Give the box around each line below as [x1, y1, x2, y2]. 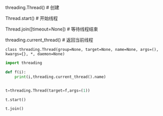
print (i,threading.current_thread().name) [14, 74, 106, 79]
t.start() [5, 97, 27, 102]
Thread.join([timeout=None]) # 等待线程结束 [5, 26, 98, 32]
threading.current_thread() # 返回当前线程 [5, 37, 94, 43]
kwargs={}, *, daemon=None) [5, 51, 65, 56]
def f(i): [5, 69, 27, 75]
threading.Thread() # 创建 [5, 5, 60, 10]
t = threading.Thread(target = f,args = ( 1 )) [5, 88, 90, 93]
